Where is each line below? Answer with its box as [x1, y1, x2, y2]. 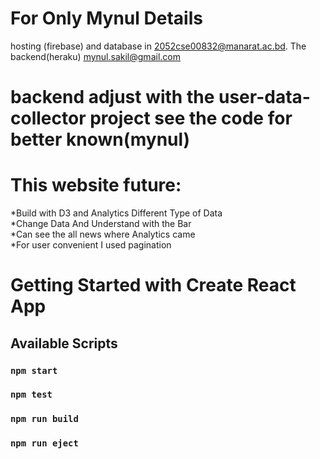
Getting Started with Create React [10, 274, 297, 297]
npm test [10, 389, 53, 401]
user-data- [218, 86, 311, 109]
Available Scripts [10, 335, 118, 352]
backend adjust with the [10, 86, 215, 109]
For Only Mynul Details [10, 7, 203, 30]
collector [10, 107, 87, 130]
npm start [10, 365, 58, 376]
